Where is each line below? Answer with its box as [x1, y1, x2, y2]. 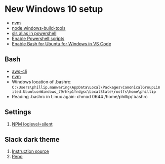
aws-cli [11, 68, 27, 74]
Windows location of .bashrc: [11, 79, 72, 84]
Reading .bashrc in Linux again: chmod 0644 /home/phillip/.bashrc [11, 93, 148, 99]
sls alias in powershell [11, 30, 57, 36]
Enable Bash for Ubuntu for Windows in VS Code [11, 41, 112, 46]
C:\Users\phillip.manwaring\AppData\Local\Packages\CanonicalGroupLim [11, 85, 161, 90]
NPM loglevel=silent [11, 121, 53, 127]
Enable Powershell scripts [11, 36, 65, 41]
